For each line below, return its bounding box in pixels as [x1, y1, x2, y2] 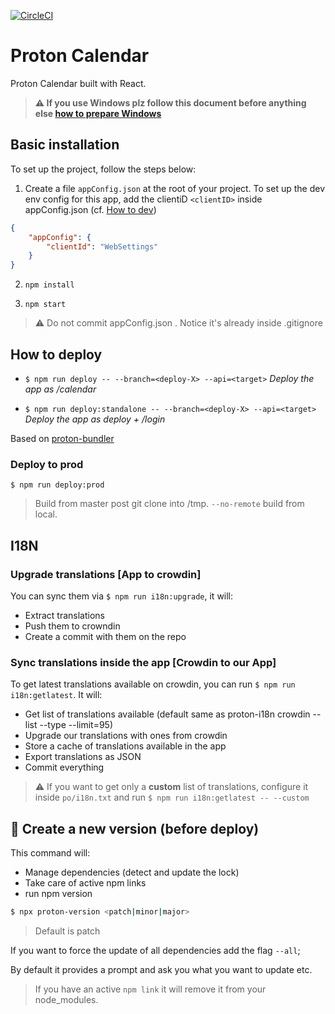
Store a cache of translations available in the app [24, 740, 227, 752]
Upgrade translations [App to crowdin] [10, 567, 202, 581]
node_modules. [34, 993, 99, 1005]
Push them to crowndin [24, 620, 121, 632]
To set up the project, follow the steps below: [10, 163, 197, 175]
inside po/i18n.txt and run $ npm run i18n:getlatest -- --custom [34, 791, 310, 804]
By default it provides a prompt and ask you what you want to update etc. [10, 963, 313, 975]
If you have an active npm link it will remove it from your [34, 983, 267, 995]
